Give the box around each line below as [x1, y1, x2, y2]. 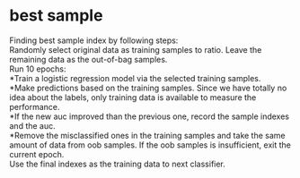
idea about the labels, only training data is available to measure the [9, 91, 257, 103]
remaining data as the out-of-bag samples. [9, 54, 168, 64]
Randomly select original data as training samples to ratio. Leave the [9, 44, 262, 55]
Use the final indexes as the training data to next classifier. [9, 158, 226, 169]
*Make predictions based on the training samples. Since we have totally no [9, 82, 287, 93]
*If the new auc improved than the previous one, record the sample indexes [9, 111, 290, 122]
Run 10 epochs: [9, 64, 66, 74]
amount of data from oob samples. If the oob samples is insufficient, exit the [9, 140, 292, 150]
